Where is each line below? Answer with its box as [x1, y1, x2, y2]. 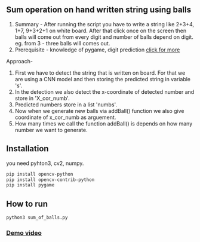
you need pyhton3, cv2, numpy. [6, 160, 84, 167]
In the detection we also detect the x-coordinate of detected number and [14, 88, 195, 95]
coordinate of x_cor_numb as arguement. [14, 114, 116, 121]
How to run [6, 198, 48, 209]
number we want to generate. [14, 126, 88, 133]
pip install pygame [6, 182, 55, 188]
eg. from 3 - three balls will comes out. [14, 39, 110, 47]
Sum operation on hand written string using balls [6, 5, 192, 15]
